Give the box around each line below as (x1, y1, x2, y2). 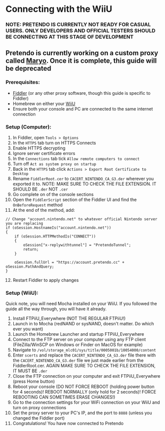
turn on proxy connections (12, 405, 67, 411)
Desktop (12, 171, 28, 176)
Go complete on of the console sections (12, 192, 94, 197)
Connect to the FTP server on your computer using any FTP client (12, 337, 146, 343)
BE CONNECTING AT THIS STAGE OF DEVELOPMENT (5, 34, 134, 40)
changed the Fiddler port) (12, 415, 65, 421)
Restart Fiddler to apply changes (12, 277, 79, 283)
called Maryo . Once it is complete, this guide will (5, 56, 157, 65)
